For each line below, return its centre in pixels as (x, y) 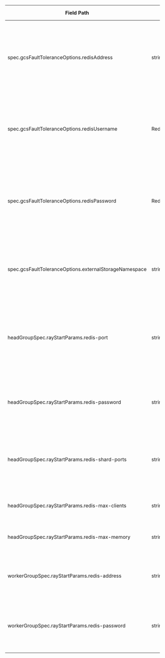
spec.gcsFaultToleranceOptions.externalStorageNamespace (77, 269)
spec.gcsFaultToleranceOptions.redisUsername (63, 129)
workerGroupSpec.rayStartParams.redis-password (67, 626)
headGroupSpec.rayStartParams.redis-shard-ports (67, 459)
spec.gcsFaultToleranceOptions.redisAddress (60, 57)
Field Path (77, 13)
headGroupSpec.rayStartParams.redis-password (64, 402)
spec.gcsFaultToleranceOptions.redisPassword (62, 201)
